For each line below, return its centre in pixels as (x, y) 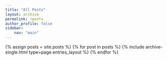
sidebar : (14, 28)
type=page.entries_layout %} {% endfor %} (74, 52)
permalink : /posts (24, 19)
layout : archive (22, 14)
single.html (16, 52)
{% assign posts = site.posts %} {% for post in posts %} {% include (75, 47)
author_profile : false (29, 24)
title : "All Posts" (25, 10)
